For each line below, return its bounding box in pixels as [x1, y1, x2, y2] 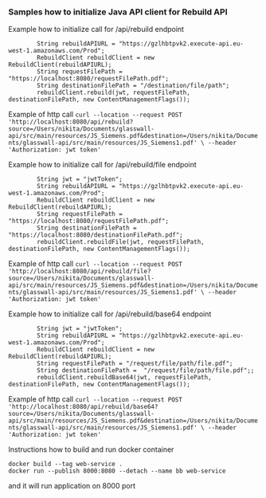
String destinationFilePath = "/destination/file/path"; [37, 82, 229, 90]
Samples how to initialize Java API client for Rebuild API [8, 6, 229, 18]
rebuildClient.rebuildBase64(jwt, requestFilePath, [37, 374, 213, 382]
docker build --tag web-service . [8, 461, 123, 469]
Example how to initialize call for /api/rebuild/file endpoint [8, 160, 197, 170]
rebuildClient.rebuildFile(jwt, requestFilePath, [37, 238, 205, 246]
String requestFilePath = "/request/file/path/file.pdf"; [37, 359, 233, 368]
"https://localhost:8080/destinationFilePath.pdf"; [8, 231, 183, 239]
